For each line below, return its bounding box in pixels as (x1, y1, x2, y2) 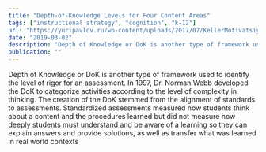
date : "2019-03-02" (8, 33, 73, 42)
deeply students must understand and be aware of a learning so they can (8, 120, 248, 129)
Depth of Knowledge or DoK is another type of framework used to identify (8, 70, 249, 79)
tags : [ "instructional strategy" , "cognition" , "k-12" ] (8, 19, 196, 27)
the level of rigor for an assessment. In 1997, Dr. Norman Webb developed (8, 78, 249, 87)
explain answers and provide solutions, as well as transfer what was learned (8, 128, 256, 138)
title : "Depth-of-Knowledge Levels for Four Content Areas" (8, 11, 211, 20)
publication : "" (8, 48, 62, 56)
